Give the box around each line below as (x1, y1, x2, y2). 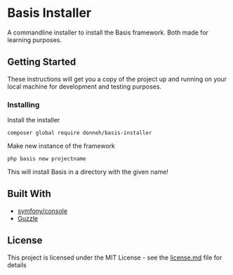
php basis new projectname (7, 155, 86, 162)
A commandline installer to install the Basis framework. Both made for (7, 28, 209, 37)
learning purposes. (7, 35, 62, 44)
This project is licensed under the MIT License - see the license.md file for (7, 253, 222, 262)
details (7, 260, 27, 269)
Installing (7, 100, 40, 110)
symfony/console (17, 206, 68, 215)
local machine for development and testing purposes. (7, 82, 162, 91)
